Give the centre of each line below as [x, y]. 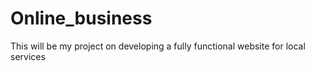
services [28, 56]
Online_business [81, 18]
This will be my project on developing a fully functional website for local [158, 46]
